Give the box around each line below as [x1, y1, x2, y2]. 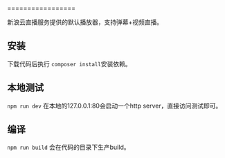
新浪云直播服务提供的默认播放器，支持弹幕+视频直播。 [7, 18, 163, 26]
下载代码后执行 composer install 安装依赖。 [7, 59, 132, 68]
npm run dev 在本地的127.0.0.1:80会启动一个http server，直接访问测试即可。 [7, 101, 222, 110]
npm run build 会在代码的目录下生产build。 [7, 143, 130, 152]
